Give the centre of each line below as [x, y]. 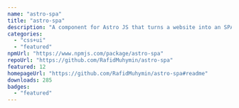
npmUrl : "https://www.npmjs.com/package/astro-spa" [85, 54]
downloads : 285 [30, 80]
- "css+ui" [30, 40]
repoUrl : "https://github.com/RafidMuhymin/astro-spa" [90, 60]
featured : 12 [27, 67]
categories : [25, 34]
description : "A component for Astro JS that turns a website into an [114, 27]
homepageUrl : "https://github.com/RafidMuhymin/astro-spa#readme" [108, 73]
